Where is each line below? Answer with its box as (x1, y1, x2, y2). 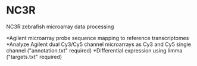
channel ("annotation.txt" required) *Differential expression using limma (6, 47, 183, 54)
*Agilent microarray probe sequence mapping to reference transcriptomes (6, 34, 189, 41)
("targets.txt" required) (6, 53, 62, 60)
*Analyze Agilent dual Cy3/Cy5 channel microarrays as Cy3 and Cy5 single (6, 41, 192, 48)
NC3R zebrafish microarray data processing (6, 23, 114, 30)
